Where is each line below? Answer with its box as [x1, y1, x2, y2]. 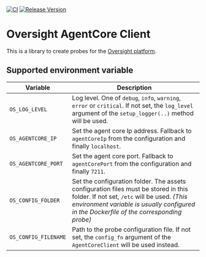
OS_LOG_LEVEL [9, 106, 48, 113]
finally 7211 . [72, 167, 105, 176]
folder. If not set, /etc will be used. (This [72, 192, 188, 201]
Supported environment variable [6, 65, 134, 76]
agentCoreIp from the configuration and [72, 134, 186, 143]
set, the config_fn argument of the [72, 233, 172, 241]
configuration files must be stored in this [72, 184, 188, 193]
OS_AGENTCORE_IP [9, 135, 57, 142]
